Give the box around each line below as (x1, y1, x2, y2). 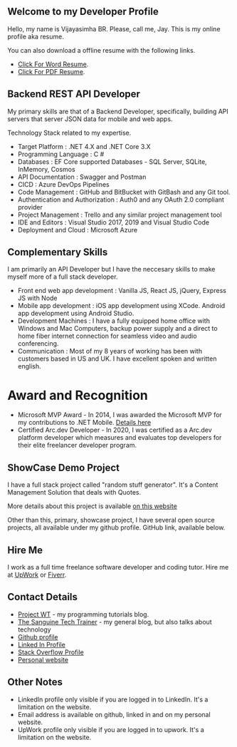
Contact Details (7, 591, 78, 603)
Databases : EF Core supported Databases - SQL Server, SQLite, (17, 157, 208, 166)
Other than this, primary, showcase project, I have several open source (7, 516, 215, 525)
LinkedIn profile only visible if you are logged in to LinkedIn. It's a (17, 695, 209, 704)
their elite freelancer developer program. (17, 441, 137, 450)
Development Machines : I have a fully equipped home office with (17, 316, 210, 325)
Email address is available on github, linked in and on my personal (17, 710, 211, 718)
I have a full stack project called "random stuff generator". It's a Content (7, 480, 218, 489)
